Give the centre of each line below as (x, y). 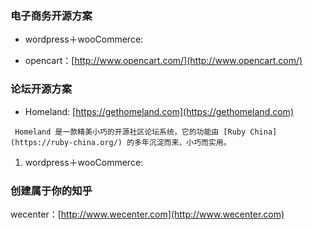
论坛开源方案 (41, 89)
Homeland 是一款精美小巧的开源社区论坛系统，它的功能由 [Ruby (130, 132)
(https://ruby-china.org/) (66, 142)
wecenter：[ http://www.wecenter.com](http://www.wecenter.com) (147, 214)
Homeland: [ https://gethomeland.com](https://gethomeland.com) (159, 111)
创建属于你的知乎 (51, 190)
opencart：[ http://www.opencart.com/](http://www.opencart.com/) (163, 61)
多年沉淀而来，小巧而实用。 (183, 142)
